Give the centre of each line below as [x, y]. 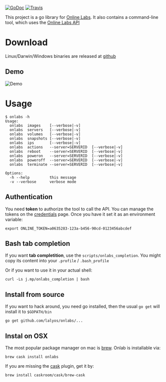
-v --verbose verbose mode [43, 182]
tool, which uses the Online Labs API [43, 23]
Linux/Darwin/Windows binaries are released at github [61, 56]
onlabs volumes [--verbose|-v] [45, 134]
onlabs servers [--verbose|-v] [45, 130]
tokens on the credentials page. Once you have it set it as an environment [80, 214]
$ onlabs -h [17, 117]
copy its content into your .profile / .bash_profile [57, 261]
